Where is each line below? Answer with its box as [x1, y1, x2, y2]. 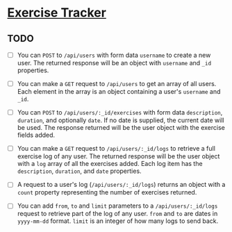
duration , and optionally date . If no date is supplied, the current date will [17, 116, 224, 124]
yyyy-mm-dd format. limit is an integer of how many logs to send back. [17, 217, 219, 225]
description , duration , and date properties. [17, 167, 142, 175]
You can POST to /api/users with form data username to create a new [17, 51, 211, 59]
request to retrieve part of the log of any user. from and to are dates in [17, 210, 218, 218]
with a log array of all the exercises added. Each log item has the [17, 160, 203, 168]
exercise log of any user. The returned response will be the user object [17, 152, 220, 160]
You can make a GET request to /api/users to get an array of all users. [17, 80, 217, 88]
